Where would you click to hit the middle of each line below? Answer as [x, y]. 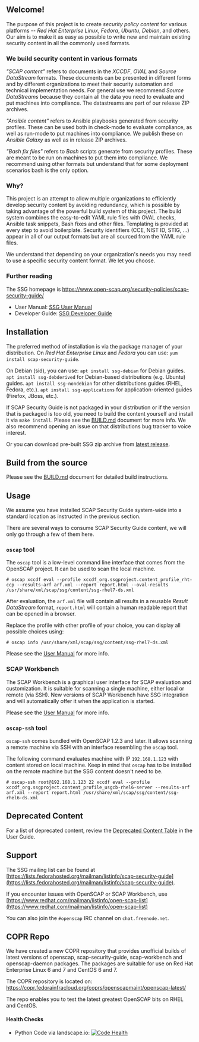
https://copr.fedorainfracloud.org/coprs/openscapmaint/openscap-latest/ [96, 988]
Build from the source [47, 462]
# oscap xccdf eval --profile [44, 580]
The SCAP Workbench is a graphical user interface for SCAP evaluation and [99, 682]
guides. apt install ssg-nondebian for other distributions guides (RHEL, [94, 383]
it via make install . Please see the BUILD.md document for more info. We [96, 420]
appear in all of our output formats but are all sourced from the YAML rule [96, 237]
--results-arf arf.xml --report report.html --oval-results [93, 585]
